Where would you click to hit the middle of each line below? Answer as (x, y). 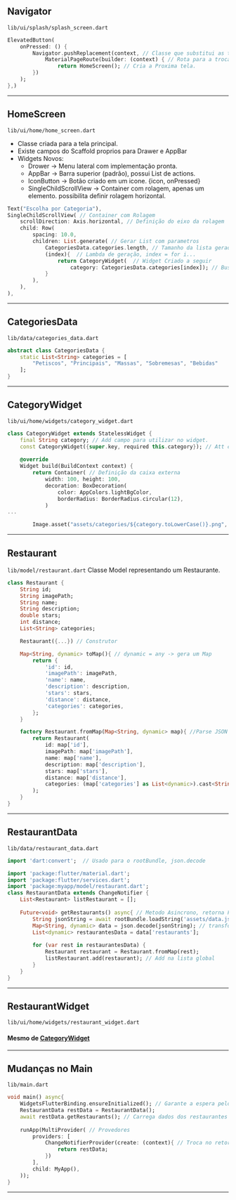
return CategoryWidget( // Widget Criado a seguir (135, 261)
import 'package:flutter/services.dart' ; (69, 880)
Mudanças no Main (50, 1068)
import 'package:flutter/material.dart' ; (69, 873)
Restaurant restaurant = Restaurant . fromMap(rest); (122, 952)
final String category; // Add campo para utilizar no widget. (114, 440)
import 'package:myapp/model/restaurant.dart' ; (78, 887)
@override (34, 459)
